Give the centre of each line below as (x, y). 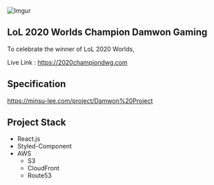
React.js (29, 139)
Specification (37, 84)
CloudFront (43, 168)
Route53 (39, 175)
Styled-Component (45, 146)
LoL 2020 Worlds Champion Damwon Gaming (107, 32)
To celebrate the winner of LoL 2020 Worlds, (71, 49)
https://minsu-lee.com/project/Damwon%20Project (80, 101)
